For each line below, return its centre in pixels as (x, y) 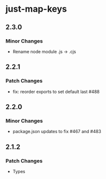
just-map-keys (36, 9)
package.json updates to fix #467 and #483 (57, 132)
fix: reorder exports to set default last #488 (56, 91)
